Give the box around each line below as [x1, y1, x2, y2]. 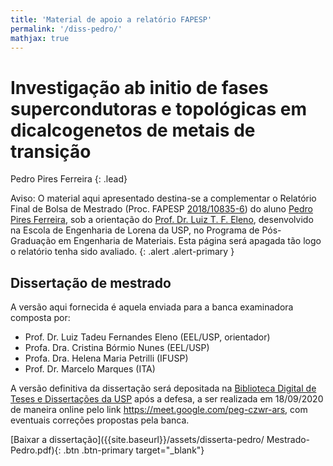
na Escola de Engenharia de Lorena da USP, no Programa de [10, 224, 260, 236]
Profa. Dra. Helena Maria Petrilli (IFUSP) [24, 352, 189, 365]
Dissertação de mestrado [10, 274, 172, 291]
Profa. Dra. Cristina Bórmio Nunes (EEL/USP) [24, 342, 210, 354]
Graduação [10, 235, 57, 247]
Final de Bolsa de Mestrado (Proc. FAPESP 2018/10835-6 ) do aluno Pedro [10, 203, 313, 215]
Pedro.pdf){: [10, 444, 62, 456]
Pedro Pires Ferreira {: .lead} [10, 173, 128, 185]
